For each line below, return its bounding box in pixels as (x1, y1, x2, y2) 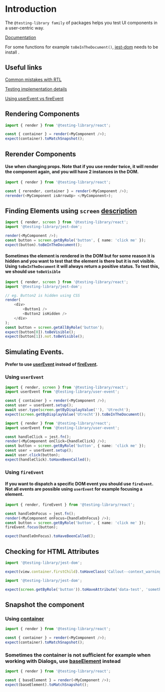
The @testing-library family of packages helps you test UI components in (5, 20, 158, 26)
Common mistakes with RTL (5, 76, 62, 82)
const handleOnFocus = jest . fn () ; (5, 511, 76, 516)
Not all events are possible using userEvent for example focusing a (5, 486, 143, 492)
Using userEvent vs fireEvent (5, 95, 64, 101)
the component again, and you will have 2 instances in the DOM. (5, 169, 139, 175)
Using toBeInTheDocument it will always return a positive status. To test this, (5, 263, 160, 269)
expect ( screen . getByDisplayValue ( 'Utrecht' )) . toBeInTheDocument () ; (5, 412, 146, 417)
